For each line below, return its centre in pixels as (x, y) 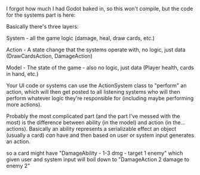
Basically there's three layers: (42, 27)
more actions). (24, 105)
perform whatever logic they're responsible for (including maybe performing (100, 98)
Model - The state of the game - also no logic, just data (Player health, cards (100, 67)
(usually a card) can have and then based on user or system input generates (100, 135)
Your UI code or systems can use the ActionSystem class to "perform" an (96, 85)
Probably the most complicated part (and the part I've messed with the (93, 116)
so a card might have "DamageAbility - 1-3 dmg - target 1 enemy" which (95, 153)
